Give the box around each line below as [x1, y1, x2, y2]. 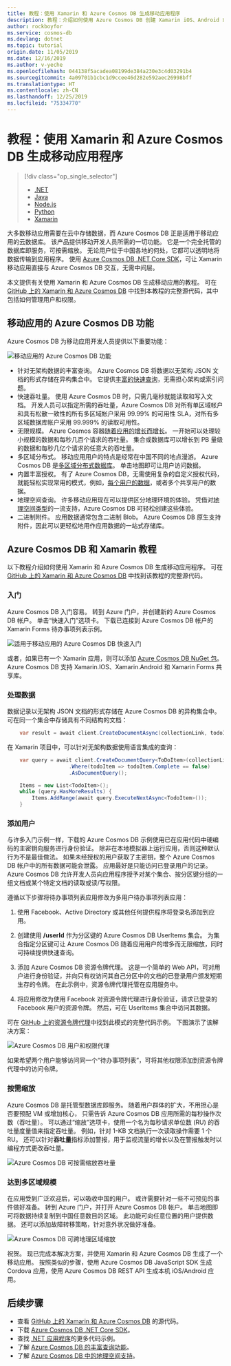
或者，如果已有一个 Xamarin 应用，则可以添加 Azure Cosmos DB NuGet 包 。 [7, 654, 223, 662]
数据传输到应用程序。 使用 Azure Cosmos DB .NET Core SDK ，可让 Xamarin [7, 254, 222, 263]
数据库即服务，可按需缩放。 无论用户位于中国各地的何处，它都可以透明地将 [7, 246, 220, 254]
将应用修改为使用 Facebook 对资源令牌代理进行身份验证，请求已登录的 [16, 995, 218, 1003]
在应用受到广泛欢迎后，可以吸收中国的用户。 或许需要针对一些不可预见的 [7, 1194, 214, 1203]
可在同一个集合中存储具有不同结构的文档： [7, 716, 128, 724]
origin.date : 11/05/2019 [7, 49, 78, 56]
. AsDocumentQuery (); [68, 769, 128, 776]
